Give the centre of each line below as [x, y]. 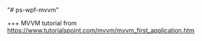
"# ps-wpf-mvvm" [33, 10]
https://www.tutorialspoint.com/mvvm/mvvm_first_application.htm [101, 30]
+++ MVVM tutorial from [42, 23]
